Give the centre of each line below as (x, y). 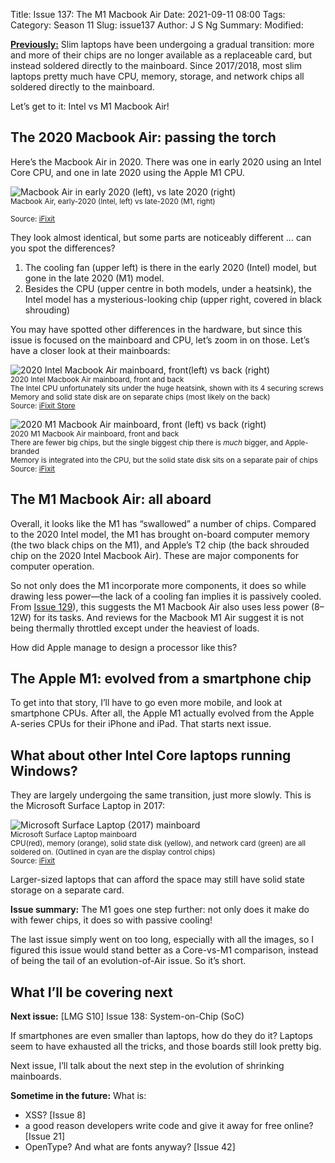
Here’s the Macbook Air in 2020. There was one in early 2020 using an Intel (166, 161)
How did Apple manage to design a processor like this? (124, 647)
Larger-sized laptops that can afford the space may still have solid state (157, 880)
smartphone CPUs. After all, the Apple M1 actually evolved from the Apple (162, 713)
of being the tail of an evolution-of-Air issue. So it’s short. (128, 961)
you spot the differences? (63, 248)
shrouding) (47, 310)
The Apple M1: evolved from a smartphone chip (161, 679)
